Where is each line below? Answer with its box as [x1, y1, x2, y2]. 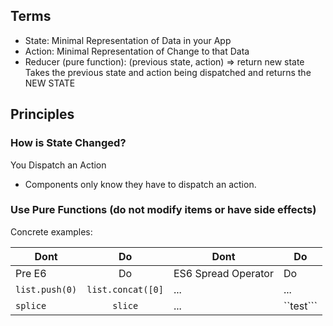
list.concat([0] [86, 284, 164, 295]
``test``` [283, 299, 318, 313]
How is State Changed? [10, 136, 127, 150]
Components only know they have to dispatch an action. [24, 178, 257, 190]
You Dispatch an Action [10, 159, 107, 171]
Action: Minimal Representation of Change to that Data [24, 45, 250, 57]
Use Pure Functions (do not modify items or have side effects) [10, 203, 317, 217]
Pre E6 [15, 266, 47, 280]
